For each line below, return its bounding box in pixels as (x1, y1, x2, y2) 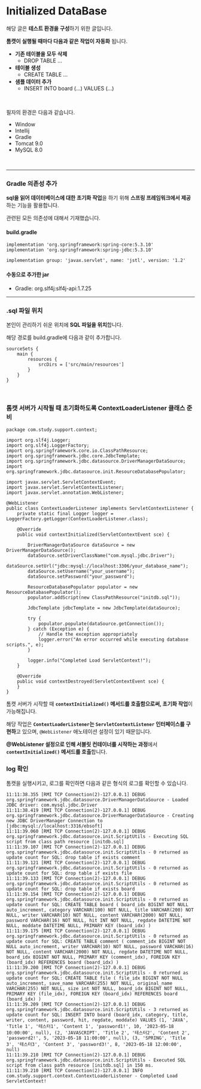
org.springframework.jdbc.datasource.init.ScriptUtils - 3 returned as (6, 1006, 188, 1012)
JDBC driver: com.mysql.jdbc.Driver (6, 802, 98, 808)
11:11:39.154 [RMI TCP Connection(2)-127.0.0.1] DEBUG (6, 891, 146, 897)
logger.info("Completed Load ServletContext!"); (28, 657, 151, 663)
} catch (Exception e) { (28, 626, 90, 632)
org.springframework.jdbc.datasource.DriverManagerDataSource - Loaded (6, 797, 188, 803)
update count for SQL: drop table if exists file (6, 870, 133, 876)
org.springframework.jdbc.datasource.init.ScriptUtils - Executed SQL (6, 1057, 186, 1063)
